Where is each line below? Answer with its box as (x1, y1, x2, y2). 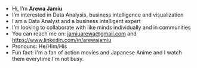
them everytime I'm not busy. (11, 56, 84, 62)
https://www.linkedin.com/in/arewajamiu (11, 37, 112, 43)
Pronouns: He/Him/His (11, 43, 67, 50)
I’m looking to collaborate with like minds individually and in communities (11, 24, 191, 31)
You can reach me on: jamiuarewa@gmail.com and (11, 30, 137, 37)
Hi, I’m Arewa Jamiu (11, 5, 63, 12)
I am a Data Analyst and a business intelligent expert (11, 18, 141, 24)
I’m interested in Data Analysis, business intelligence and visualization (11, 11, 184, 18)
